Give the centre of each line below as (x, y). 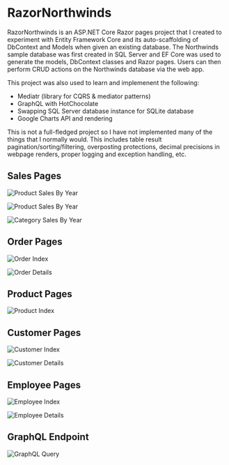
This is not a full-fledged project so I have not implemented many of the (110, 132)
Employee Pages (44, 385)
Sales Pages (34, 176)
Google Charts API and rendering (65, 118)
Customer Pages (44, 333)
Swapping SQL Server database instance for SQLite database (105, 111)
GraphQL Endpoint (48, 437)
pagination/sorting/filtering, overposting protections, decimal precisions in (114, 146)
